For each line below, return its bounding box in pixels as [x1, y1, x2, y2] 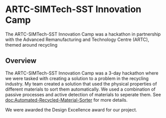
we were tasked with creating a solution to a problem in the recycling [5, 75, 149, 82]
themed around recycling [5, 42, 58, 48]
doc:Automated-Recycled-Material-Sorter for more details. [5, 97, 128, 103]
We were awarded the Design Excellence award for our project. [5, 106, 138, 112]
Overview [5, 57, 37, 65]
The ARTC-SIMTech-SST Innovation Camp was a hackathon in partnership [5, 31, 161, 37]
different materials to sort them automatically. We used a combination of [5, 86, 156, 92]
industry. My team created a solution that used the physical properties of [5, 81, 157, 87]
